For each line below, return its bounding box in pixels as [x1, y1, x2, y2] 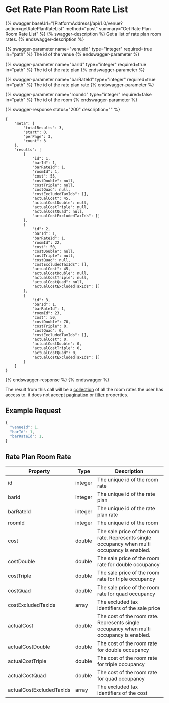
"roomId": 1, [32, 169, 59, 174]
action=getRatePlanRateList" [5, 25, 65, 31]
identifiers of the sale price [97, 604, 161, 611]
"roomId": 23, [32, 310, 62, 316]
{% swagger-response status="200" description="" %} [5, 106, 120, 112]
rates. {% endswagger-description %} [5, 36, 84, 42]
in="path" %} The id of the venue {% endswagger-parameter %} [5, 51, 140, 57]
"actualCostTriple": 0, [32, 345, 82, 351]
